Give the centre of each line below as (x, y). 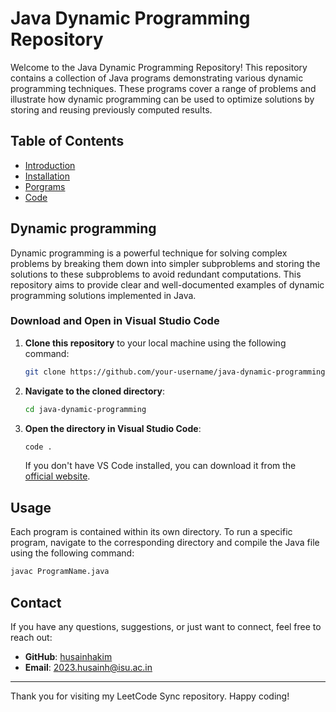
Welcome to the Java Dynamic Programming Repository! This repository (159, 67)
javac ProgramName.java (60, 572)
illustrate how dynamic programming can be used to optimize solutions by (162, 99)
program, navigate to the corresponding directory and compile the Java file (165, 543)
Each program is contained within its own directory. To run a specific (151, 532)
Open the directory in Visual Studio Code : (113, 428)
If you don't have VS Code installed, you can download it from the (160, 466)
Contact (36, 602)
